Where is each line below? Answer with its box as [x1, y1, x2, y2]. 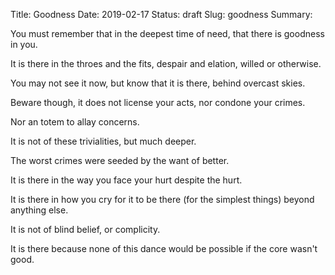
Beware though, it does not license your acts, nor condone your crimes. [10, 97, 306, 108]
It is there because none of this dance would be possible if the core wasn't [10, 243, 318, 254]
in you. [10, 39, 38, 50]
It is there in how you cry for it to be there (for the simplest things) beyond [10, 194, 315, 205]
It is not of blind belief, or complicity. [10, 224, 161, 235]
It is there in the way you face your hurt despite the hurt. [10, 174, 243, 186]
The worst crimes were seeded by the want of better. [10, 155, 230, 166]
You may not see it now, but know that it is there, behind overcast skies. [10, 77, 306, 89]
